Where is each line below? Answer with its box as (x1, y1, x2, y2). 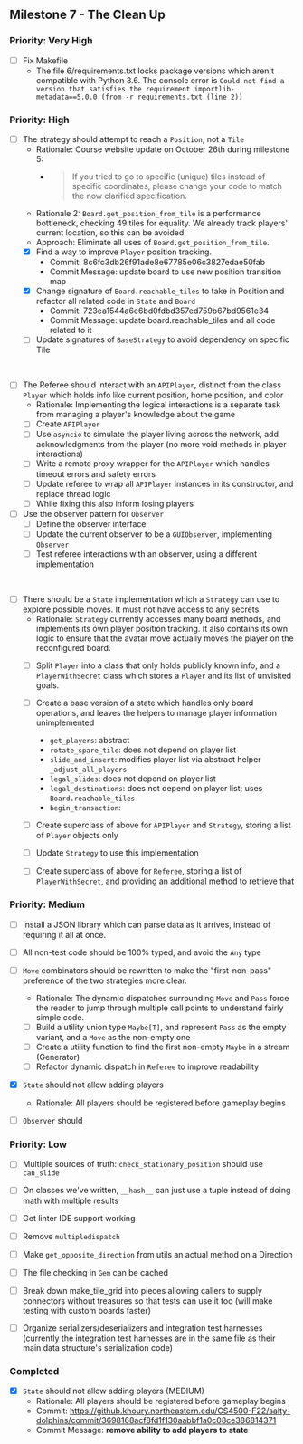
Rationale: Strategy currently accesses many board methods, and (35, 613, 281, 624)
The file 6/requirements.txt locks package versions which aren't (35, 65, 274, 76)
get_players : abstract (49, 735, 130, 746)
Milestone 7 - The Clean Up (9, 7, 166, 23)
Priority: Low (9, 1138, 68, 1151)
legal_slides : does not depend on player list (49, 773, 217, 784)
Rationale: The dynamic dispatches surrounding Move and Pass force (35, 992, 289, 1003)
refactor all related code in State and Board (35, 296, 196, 307)
